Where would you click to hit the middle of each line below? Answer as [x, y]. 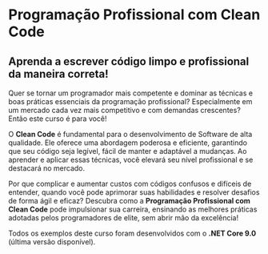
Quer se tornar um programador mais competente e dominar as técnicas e [131, 93]
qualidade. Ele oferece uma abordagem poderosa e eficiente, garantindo [128, 143]
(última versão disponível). [52, 242]
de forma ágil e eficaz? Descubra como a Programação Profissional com [129, 201]
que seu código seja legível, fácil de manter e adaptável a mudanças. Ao [128, 151]
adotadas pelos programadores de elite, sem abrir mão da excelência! [123, 218]
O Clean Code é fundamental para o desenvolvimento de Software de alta [130, 134]
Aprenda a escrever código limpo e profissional [129, 61]
